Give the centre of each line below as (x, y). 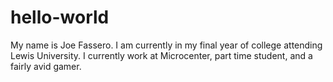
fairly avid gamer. (46, 66)
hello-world (60, 17)
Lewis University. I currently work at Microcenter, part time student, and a (161, 55)
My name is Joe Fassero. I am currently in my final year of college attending (166, 45)
